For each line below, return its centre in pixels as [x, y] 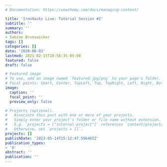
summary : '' [17, 28]
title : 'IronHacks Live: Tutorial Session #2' [54, 19]
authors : [14, 33]
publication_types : [25, 143]
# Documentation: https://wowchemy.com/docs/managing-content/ [72, 10]
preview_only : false [31, 102]
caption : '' [22, 92]
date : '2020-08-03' [25, 51]
